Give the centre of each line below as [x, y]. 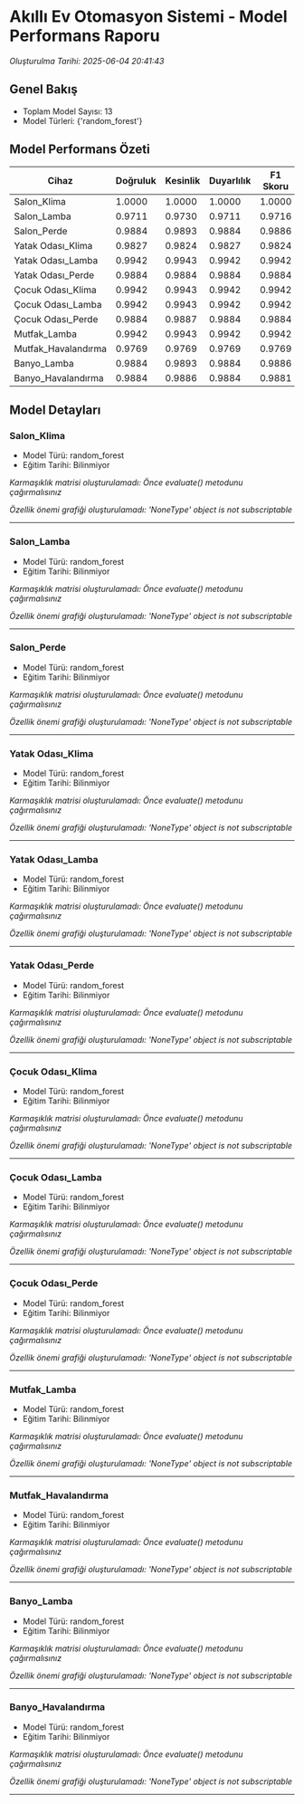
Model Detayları [55, 410]
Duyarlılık [230, 180]
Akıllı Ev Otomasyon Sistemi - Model [148, 17]
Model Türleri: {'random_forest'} [82, 120]
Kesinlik [183, 180]
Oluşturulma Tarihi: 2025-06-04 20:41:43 [87, 61]
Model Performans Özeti [80, 150]
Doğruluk [136, 180]
